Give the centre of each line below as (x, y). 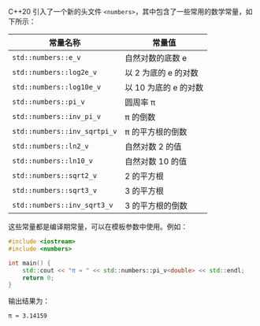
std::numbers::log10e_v (57, 87)
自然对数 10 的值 (156, 161)
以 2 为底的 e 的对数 (162, 73)
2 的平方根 (144, 176)
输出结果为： (29, 301)
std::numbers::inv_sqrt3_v (63, 205)
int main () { (30, 263)
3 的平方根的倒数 (156, 206)
